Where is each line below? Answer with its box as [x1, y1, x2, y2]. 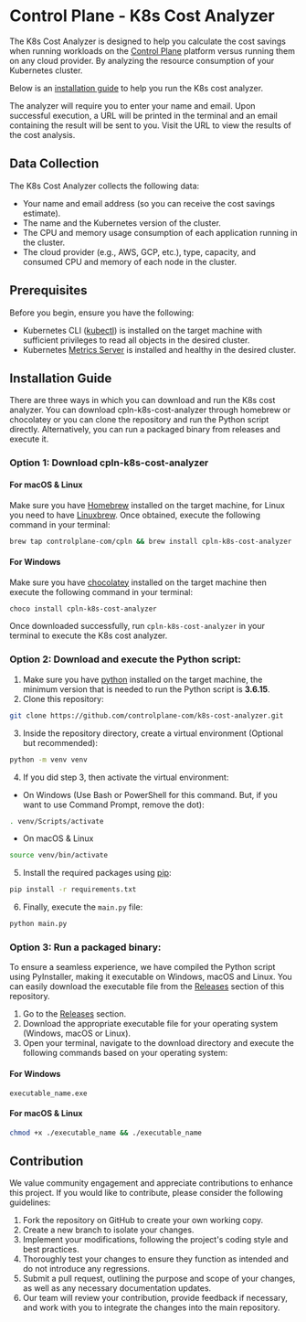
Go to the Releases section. [22, 1008, 126, 1019]
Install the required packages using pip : [22, 868, 172, 879]
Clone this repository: [22, 693, 104, 704]
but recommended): [22, 737, 99, 748]
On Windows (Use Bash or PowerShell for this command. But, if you [22, 789, 279, 800]
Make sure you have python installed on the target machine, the [22, 674, 263, 685]
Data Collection [9, 156, 100, 172]
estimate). [22, 208, 61, 219]
